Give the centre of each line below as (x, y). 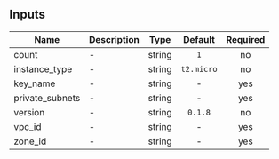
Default (199, 39)
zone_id (30, 141)
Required (246, 39)
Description (114, 39)
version (29, 112)
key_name (35, 83)
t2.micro (199, 69)
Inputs (28, 15)
